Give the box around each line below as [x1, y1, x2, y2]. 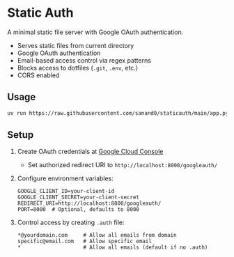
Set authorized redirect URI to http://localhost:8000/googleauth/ [27, 161, 218, 169]
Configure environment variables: [17, 174, 114, 182]
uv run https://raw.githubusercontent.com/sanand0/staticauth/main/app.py [7, 109, 229, 116]
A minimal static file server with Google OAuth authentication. [7, 28, 184, 36]
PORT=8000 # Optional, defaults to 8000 [17, 206, 139, 213]
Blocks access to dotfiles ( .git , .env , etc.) [17, 63, 139, 72]
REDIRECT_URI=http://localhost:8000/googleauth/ [17, 200, 162, 207]
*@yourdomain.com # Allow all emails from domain [17, 232, 177, 239]
